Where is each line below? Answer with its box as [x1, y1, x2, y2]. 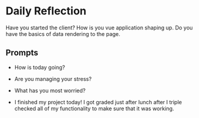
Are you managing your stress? [14, 75, 92, 82]
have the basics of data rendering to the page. [5, 30, 121, 37]
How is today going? [14, 63, 66, 71]
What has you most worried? [14, 87, 86, 94]
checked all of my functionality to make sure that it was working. [14, 105, 174, 112]
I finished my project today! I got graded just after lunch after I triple [14, 98, 182, 105]
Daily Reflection [5, 4, 87, 18]
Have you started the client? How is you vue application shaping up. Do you [5, 24, 193, 31]
